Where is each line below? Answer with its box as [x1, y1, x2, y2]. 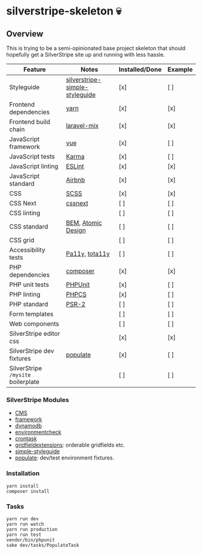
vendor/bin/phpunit [6, 537, 55, 543]
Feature [23, 65, 46, 74]
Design [66, 226, 86, 235]
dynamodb [14, 422, 42, 429]
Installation [6, 469, 40, 477]
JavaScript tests [9, 153, 55, 160]
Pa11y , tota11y [66, 250, 110, 257]
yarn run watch [6, 521, 44, 527]
